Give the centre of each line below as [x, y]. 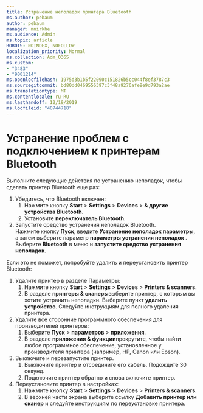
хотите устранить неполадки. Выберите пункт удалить [96, 300]
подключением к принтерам [83, 151]
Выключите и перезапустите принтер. [64, 358]
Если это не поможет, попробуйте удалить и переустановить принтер [97, 263]
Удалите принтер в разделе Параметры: [67, 281]
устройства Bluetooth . [54, 212]
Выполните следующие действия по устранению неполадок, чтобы [94, 181]
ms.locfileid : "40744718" [39, 108]
